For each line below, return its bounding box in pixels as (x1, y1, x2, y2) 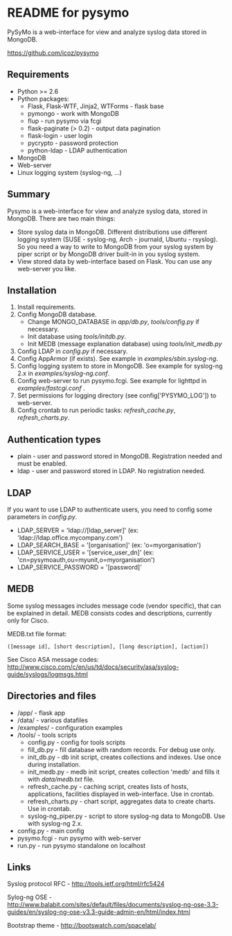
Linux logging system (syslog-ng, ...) (17, 168, 123, 176)
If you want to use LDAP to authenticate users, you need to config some (7, 505, 213, 513)
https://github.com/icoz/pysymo (7, 49, 99, 57)
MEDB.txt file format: (7, 629, 67, 638)
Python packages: (17, 94, 69, 103)
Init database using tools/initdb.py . (27, 332, 127, 341)
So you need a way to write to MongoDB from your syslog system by (17, 242, 213, 250)
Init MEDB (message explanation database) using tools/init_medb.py (27, 340, 222, 348)
